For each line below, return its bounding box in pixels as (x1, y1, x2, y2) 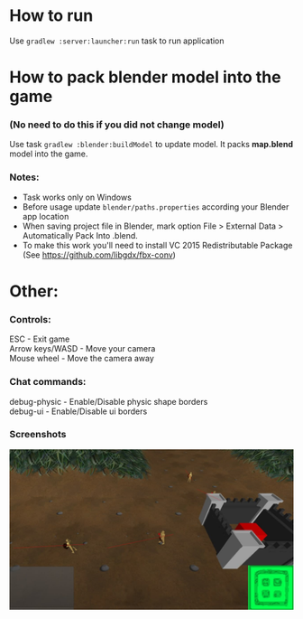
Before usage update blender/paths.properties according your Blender (22, 201, 289, 212)
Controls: (9, 313, 51, 325)
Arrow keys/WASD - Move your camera (9, 343, 156, 354)
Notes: (9, 171, 40, 183)
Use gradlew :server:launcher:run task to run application (9, 35, 225, 46)
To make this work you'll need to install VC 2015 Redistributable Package (22, 239, 293, 250)
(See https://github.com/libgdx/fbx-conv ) (22, 249, 176, 260)
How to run (9, 5, 94, 26)
